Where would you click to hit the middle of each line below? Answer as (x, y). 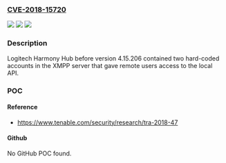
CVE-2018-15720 (37, 10)
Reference (22, 107)
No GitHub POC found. (39, 153)
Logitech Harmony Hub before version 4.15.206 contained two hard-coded (113, 58)
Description (27, 43)
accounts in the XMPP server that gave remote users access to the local (110, 65)
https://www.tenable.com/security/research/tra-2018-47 (97, 122)
